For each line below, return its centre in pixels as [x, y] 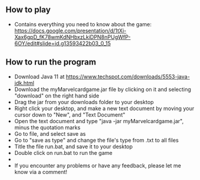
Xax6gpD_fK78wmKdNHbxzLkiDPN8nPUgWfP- [72, 37]
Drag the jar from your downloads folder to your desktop [84, 102]
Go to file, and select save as [50, 133]
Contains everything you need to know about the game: [83, 24]
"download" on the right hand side [57, 96]
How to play [28, 10]
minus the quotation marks [47, 127]
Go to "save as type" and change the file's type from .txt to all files [96, 140]
